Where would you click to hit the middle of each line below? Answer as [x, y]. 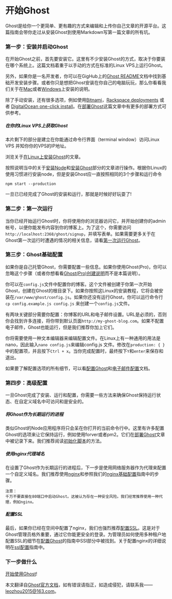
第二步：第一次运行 [29, 209]
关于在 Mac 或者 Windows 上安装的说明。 [51, 89]
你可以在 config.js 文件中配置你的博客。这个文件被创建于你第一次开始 [79, 284]
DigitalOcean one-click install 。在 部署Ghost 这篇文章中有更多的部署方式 [87, 106]
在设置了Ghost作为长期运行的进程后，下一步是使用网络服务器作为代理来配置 [86, 467]
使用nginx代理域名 [25, 454]
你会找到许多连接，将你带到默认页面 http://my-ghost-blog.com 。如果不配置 [85, 321]
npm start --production [31, 184]
